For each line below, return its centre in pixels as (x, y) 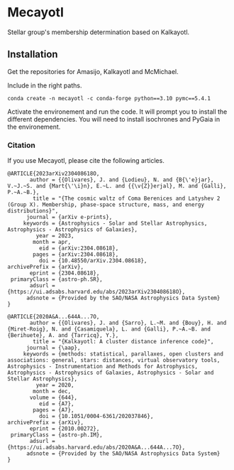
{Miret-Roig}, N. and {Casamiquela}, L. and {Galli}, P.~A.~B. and (109, 329)
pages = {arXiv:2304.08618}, (76, 255)
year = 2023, (55, 236)
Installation (33, 54)
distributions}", (33, 211)
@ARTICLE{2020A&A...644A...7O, (54, 317)
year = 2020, (55, 385)
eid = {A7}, (56, 404)
